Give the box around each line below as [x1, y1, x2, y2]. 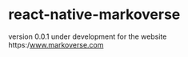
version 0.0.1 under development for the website [8, 32, 167, 41]
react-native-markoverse [8, 6, 181, 24]
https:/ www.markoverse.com [8, 40, 104, 49]
